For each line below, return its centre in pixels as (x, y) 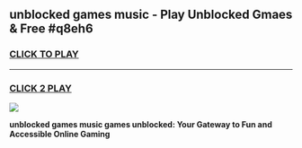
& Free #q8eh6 (51, 29)
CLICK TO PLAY (44, 55)
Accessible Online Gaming (60, 134)
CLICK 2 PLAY (40, 88)
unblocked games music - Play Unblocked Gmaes (151, 15)
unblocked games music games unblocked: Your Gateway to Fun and (141, 124)
